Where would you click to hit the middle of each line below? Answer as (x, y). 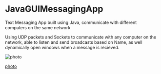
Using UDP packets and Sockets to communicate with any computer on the (81, 37)
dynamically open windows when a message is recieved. (62, 47)
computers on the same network (38, 27)
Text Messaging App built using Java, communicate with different (71, 22)
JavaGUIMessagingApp (54, 9)
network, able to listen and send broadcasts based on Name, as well (74, 42)
